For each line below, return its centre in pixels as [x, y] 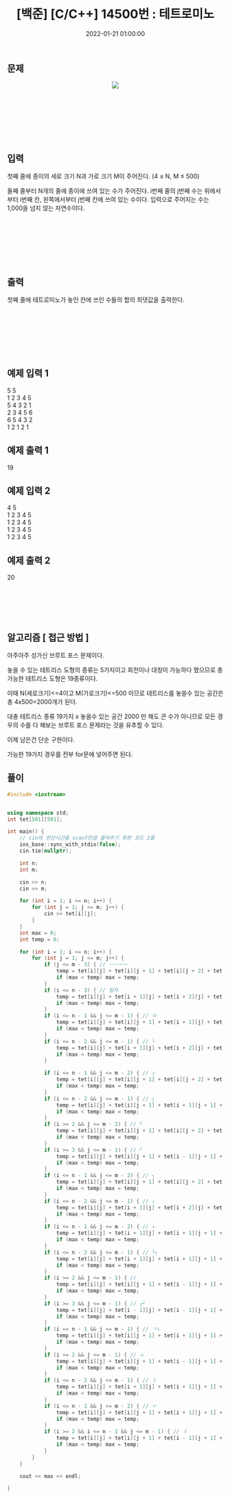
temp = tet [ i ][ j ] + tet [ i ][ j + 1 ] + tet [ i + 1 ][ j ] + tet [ [141, 1022]
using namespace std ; [38, 813]
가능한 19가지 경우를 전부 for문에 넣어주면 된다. [70, 754]
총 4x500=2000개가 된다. [42, 702]
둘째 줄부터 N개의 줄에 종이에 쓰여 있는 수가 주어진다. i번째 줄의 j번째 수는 [105, 191]
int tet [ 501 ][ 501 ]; [35, 819]
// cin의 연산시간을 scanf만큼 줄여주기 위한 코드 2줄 [87, 838]
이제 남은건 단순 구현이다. [41, 740]
